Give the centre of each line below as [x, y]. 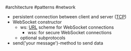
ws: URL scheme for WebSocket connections [67, 27]
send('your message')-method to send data [58, 43]
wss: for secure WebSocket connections [70, 32]
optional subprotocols [43, 38]
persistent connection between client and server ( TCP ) [70, 17]
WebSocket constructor [37, 22]
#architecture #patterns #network [40, 7]
